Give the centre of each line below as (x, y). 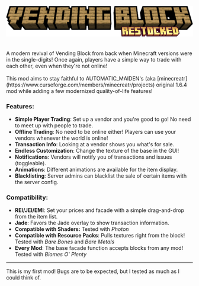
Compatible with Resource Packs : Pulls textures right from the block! (100, 236)
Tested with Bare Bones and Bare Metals (65, 242)
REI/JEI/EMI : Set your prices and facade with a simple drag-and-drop (99, 210)
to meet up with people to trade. (54, 126)
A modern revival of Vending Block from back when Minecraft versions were (99, 53)
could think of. (24, 278)
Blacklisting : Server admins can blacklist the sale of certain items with (101, 176)
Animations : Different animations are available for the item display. (96, 170)
